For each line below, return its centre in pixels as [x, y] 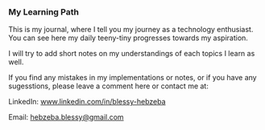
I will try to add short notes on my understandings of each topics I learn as [132, 54]
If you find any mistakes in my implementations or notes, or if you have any [132, 78]
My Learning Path [43, 12]
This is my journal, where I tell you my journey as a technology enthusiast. [131, 30]
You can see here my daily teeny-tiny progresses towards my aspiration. [128, 38]
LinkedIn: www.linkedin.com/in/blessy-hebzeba [87, 102]
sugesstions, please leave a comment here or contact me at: [109, 86]
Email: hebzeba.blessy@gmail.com [66, 117]
